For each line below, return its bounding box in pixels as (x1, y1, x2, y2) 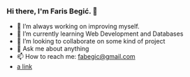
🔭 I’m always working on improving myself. (16, 22, 140, 31)
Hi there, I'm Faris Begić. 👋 (6, 6, 98, 16)
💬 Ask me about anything (16, 45, 89, 53)
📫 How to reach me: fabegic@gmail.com (16, 52, 136, 61)
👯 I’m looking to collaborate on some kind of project (16, 37, 166, 45)
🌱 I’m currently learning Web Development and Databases (16, 29, 184, 38)
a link (16, 62, 33, 71)
